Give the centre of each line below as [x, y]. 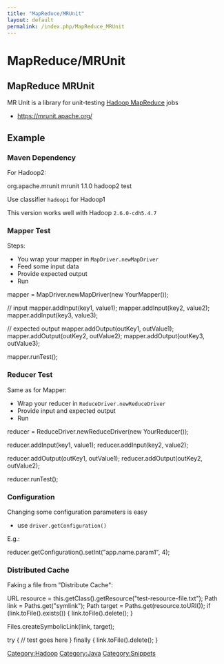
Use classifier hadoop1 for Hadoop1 [56, 200]
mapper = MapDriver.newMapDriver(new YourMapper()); [88, 295]
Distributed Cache [38, 570]
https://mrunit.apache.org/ [55, 116]
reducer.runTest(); [33, 479]
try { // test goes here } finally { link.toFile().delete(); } [83, 640]
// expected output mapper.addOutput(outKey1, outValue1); [91, 329]
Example [26, 138]
